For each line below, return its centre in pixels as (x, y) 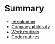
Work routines (25, 32)
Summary (24, 8)
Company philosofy (31, 26)
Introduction (23, 22)
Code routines (25, 37)
